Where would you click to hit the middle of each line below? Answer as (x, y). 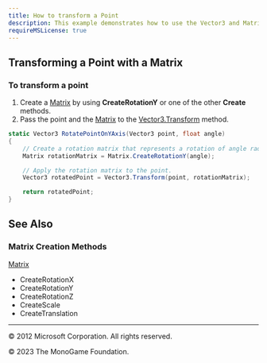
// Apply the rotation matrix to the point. (97, 170)
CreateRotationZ (46, 296)
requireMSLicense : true (48, 30)
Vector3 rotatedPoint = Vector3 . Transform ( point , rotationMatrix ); (136, 178)
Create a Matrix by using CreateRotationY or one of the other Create (133, 102)
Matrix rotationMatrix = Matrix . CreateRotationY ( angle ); (119, 156)
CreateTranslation (48, 313)
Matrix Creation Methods (58, 247)
